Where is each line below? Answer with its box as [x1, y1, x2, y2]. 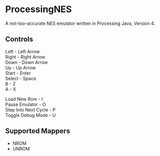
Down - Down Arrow [5, 59, 48, 65]
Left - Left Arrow [5, 48, 40, 54]
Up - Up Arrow [5, 64, 36, 70]
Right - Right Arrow [5, 54, 46, 60]
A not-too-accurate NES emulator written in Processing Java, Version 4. [5, 20, 155, 26]
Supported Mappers [5, 127, 70, 135]
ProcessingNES [5, 4, 72, 15]
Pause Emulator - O [5, 101, 46, 107]
